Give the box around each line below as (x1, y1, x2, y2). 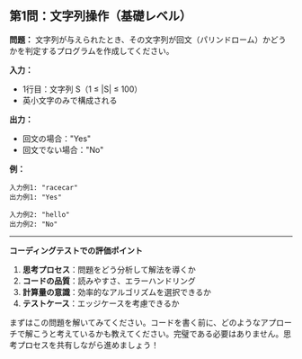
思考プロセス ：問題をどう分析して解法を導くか (22, 264, 196, 274)
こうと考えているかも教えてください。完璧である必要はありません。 (32, 328, 284, 339)
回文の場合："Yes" (22, 133, 92, 144)
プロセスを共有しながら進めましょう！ (16, 339, 159, 350)
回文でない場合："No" (22, 144, 104, 155)
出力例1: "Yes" (9, 193, 62, 202)
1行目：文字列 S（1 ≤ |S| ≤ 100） (22, 84, 143, 94)
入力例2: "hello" (9, 210, 70, 219)
